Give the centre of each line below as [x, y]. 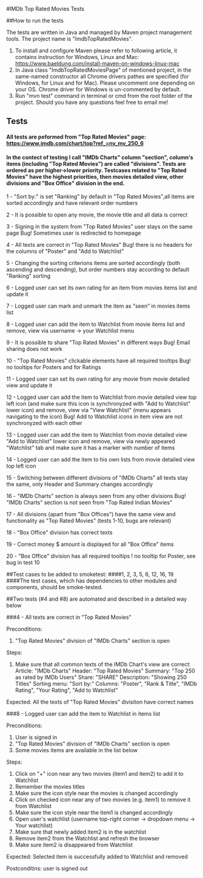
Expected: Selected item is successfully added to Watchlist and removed [97, 857]
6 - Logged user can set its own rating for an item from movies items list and [101, 288]
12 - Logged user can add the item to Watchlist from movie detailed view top [101, 397]
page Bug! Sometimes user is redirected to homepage [74, 233]
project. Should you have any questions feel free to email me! [92, 102]
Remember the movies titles [50, 787]
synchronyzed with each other [45, 423]
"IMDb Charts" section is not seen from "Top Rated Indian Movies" [89, 503]
